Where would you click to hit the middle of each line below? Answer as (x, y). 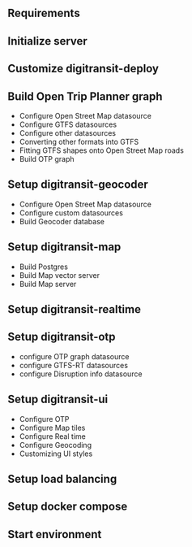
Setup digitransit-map (64, 247)
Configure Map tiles (52, 428)
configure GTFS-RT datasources (74, 365)
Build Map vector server (60, 275)
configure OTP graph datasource (74, 356)
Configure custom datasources (71, 213)
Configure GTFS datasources (68, 124)
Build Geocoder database (62, 221)
